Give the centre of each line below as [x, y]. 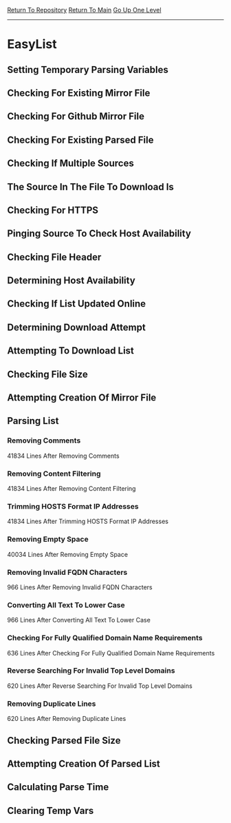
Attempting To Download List [70, 351]
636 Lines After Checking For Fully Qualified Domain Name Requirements [111, 653]
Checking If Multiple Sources [70, 164]
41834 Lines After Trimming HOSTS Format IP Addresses [88, 521]
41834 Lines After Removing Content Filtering [71, 489]
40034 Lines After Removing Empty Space [68, 554]
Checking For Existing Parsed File [80, 140]
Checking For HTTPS [53, 210]
